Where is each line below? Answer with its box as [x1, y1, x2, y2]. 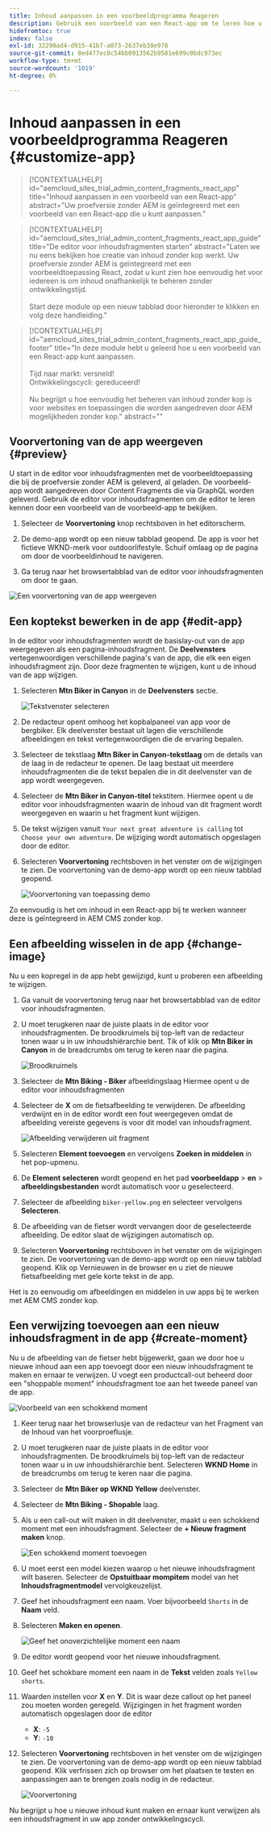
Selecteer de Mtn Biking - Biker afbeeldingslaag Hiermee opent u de [20, 1076, 250, 1085]
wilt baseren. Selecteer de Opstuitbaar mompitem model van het [20, 1572, 239, 1581]
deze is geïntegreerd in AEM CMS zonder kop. [9, 914, 164, 923]
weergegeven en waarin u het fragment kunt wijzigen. [20, 808, 201, 818]
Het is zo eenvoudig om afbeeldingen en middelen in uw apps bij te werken [9, 1287, 260, 1297]
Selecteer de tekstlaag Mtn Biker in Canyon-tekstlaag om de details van [20, 750, 263, 760]
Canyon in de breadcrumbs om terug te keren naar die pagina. [20, 1045, 229, 1055]
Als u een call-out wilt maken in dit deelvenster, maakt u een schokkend [20, 1515, 261, 1525]
